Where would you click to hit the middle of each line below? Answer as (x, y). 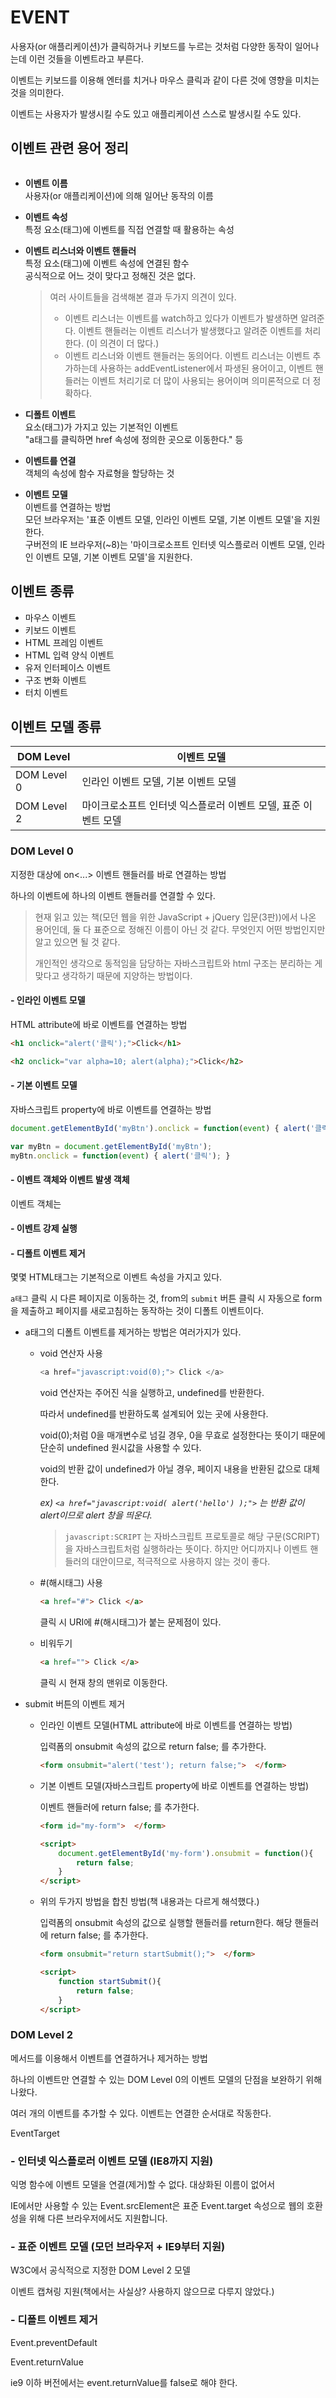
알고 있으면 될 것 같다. (77, 942)
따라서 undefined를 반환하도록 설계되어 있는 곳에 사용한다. (154, 1414)
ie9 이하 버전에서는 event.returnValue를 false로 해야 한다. (124, 2382)
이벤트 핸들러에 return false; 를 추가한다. (119, 1807)
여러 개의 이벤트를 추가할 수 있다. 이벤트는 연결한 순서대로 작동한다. (141, 2113)
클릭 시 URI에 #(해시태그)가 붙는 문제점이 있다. (130, 1622)
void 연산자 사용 (71, 1353)
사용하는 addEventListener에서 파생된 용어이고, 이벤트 (206, 368)
